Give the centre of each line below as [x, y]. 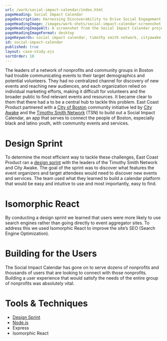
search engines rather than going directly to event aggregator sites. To [78, 223]
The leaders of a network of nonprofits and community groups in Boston [79, 70]
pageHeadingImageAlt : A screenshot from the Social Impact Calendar [78, 28]
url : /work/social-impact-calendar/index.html [54, 10]
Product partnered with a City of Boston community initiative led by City [79, 107]
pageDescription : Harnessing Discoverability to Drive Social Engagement [83, 19]
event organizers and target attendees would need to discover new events [81, 173]
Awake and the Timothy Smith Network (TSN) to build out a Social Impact [80, 113]
